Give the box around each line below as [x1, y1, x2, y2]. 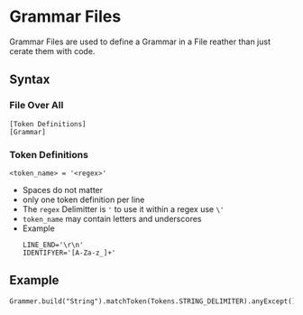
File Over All [9, 99, 64, 112]
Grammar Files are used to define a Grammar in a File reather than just [9, 36, 271, 47]
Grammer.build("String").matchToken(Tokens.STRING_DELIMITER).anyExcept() [9, 296, 297, 306]
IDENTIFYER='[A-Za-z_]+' [22, 248, 116, 257]
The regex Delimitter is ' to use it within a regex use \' [22, 203, 225, 214]
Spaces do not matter [22, 184, 104, 195]
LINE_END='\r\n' [22, 240, 84, 249]
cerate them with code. [9, 45, 96, 56]
